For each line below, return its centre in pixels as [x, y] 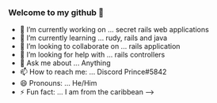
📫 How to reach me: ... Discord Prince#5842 [93, 72]
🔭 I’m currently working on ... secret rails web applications [114, 30]
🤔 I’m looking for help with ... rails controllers [92, 55]
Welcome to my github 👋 [56, 13]
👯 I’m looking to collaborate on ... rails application [100, 46]
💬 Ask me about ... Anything [65, 63]
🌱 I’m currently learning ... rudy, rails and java [93, 38]
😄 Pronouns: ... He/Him [58, 83]
